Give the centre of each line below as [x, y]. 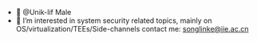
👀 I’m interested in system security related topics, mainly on [114, 20]
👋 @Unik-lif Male [43, 12]
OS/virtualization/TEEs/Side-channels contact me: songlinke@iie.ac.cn [132, 29]
